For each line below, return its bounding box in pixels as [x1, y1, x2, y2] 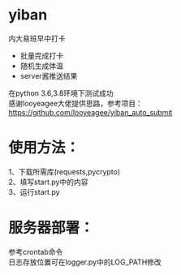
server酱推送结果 [19, 71, 78, 80]
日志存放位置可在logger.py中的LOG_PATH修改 [8, 257, 162, 267]
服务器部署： [8, 219, 95, 237]
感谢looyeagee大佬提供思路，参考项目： [8, 98, 144, 108]
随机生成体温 [19, 61, 63, 71]
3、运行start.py [8, 187, 60, 196]
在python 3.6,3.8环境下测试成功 [8, 88, 114, 98]
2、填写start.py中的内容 [8, 177, 88, 187]
